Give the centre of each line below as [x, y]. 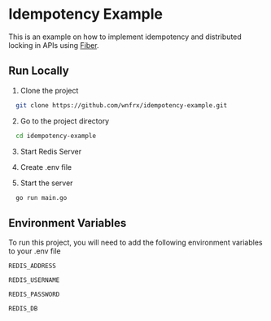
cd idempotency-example [56, 136]
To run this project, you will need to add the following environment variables [135, 243]
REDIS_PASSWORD [34, 295]
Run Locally [39, 71]
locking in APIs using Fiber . [54, 45]
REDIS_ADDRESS [33, 266]
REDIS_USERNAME [34, 280]
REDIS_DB [23, 309]
